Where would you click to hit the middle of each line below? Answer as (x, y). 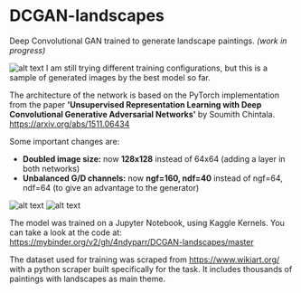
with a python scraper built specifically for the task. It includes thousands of (151, 269)
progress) (28, 50)
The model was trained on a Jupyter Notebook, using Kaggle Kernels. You (147, 222)
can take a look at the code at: (66, 232)
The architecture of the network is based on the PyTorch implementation (145, 95)
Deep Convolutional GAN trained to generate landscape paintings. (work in (148, 41)
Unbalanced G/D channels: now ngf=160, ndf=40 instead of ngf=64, (152, 178)
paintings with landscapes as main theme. (87, 279)
